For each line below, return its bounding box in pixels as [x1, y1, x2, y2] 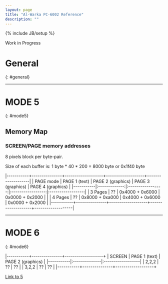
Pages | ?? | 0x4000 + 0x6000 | [94, 188, 160, 195]
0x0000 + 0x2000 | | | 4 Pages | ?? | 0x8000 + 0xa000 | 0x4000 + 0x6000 [5, 194, 161, 200]
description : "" [5, 16, 39, 21]
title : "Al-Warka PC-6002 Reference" [5, 12, 84, 17]
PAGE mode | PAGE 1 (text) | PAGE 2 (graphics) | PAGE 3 [34, 178, 150, 184]
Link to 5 [5, 273, 23, 279]
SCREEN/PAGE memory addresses [5, 142, 91, 149]
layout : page [5, 7, 32, 12]
